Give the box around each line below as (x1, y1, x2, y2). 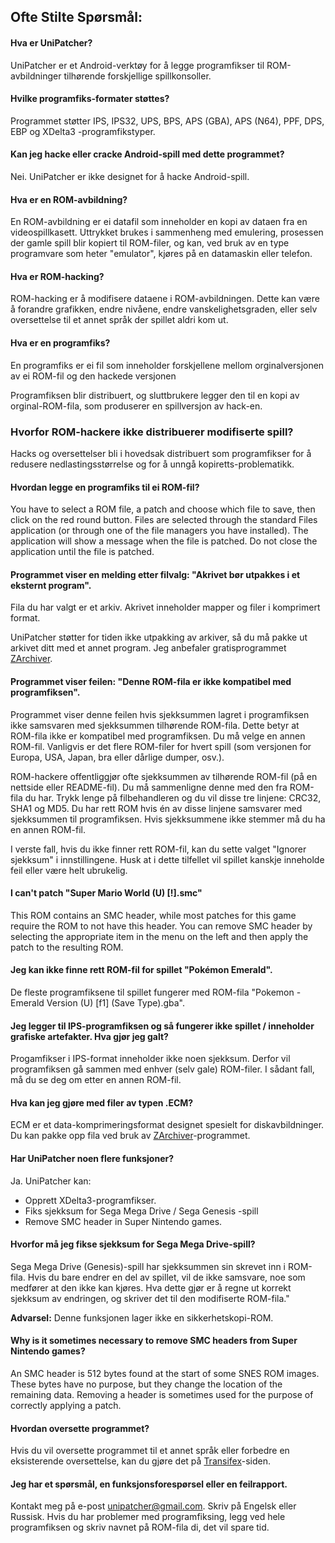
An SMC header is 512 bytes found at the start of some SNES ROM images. (10, 1367, 320, 1379)
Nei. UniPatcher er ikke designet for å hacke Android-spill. (10, 171, 250, 182)
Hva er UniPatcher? (10, 36, 93, 49)
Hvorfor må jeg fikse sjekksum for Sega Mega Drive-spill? (10, 1238, 256, 1250)
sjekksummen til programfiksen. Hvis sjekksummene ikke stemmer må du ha (10, 813, 326, 825)
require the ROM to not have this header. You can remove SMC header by (10, 920, 313, 932)
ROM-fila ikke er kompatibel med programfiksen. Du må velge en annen (10, 730, 306, 742)
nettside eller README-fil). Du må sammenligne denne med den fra (10, 781, 288, 793)
